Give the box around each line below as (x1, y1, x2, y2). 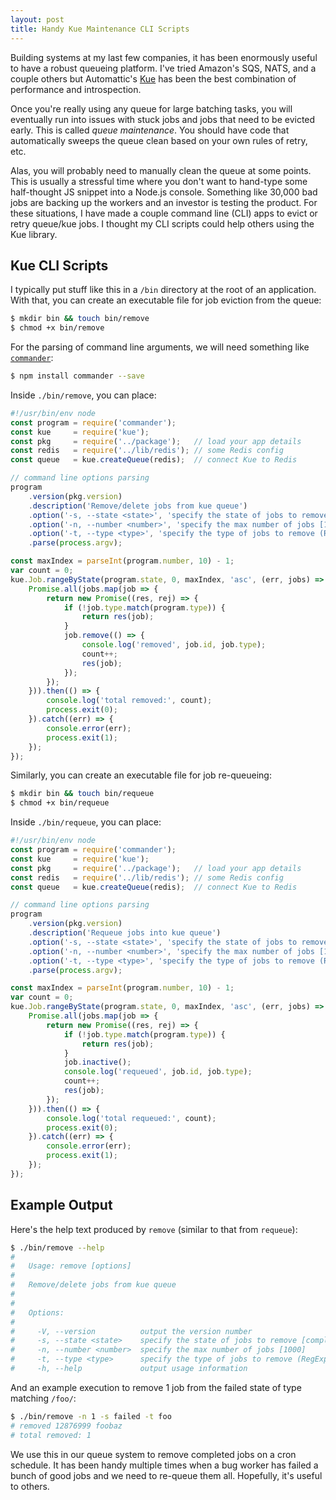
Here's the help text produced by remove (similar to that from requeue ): (10, 1223, 298, 1235)
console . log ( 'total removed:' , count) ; (46, 696, 213, 706)
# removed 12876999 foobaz (10, 1421, 123, 1431)
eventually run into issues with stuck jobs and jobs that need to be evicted (10, 113, 316, 125)
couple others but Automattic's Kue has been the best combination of (10, 72, 297, 85)
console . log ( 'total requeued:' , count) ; (46, 1113, 217, 1123)
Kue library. (10, 228, 58, 240)
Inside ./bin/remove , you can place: (10, 389, 157, 401)
